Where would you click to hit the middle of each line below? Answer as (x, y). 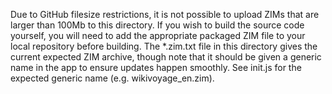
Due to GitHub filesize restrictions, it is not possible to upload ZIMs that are (165, 14)
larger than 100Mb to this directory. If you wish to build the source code (157, 25)
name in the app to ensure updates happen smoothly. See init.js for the (156, 67)
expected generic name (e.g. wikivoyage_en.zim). (112, 78)
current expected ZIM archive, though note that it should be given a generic (166, 57)
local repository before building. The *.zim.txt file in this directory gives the (164, 46)
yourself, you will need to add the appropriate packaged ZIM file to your (158, 35)
